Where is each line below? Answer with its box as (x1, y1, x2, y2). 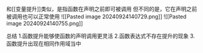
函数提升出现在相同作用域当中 (6, 40, 81, 47)
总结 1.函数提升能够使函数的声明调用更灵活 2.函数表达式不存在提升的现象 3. (6, 32, 195, 40)
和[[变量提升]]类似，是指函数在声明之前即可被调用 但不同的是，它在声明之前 (6, 5, 198, 12)
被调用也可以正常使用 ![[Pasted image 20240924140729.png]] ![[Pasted (6, 13, 187, 20)
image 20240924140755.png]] (6, 20, 84, 27)
